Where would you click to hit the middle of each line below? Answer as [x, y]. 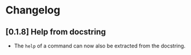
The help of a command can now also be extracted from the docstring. [100, 46]
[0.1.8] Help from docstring [56, 32]
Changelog [33, 10]
